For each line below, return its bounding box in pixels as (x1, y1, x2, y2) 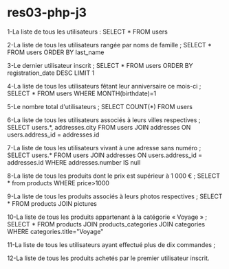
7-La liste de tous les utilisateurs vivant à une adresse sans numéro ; (7, 143, 201, 152)
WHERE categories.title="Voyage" (7, 227, 104, 235)
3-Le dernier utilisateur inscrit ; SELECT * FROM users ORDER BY (7, 61, 193, 69)
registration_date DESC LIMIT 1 (7, 69, 95, 77)
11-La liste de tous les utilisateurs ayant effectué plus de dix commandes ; (7, 240, 215, 248)
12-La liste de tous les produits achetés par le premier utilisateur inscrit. (7, 254, 210, 262)
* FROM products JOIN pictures (7, 199, 98, 207)
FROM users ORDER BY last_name (7, 48, 105, 56)
